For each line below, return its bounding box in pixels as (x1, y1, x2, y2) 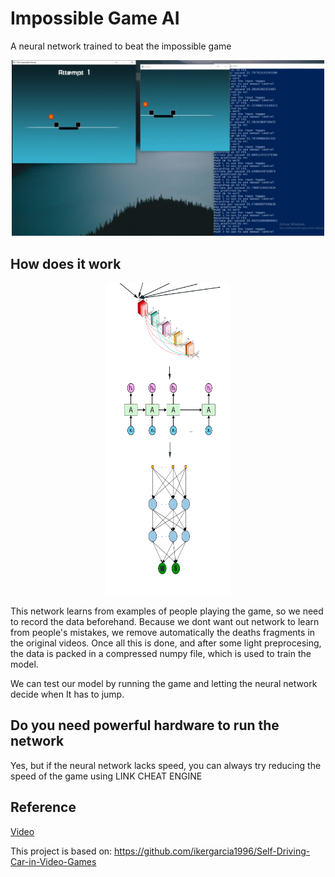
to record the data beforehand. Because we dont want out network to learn (10, 616, 320, 627)
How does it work (10, 255, 122, 272)
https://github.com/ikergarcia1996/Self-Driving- (114, 845, 311, 857)
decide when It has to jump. (10, 688, 125, 700)
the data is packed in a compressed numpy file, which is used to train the (10, 648, 312, 659)
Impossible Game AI (10, 7, 180, 30)
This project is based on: (10, 845, 113, 857)
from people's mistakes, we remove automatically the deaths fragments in (10, 627, 316, 638)
